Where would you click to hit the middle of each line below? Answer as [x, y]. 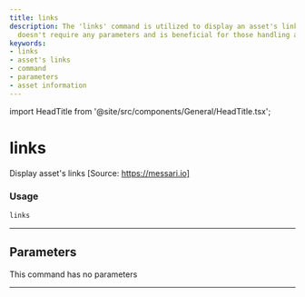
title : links [34, 18]
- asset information [49, 85]
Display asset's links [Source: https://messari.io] [100, 173]
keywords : [28, 43]
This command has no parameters [74, 274]
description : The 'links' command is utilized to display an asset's [144, 26]
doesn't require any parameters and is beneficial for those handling [154, 35]
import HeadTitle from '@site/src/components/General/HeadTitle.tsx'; [140, 111]
